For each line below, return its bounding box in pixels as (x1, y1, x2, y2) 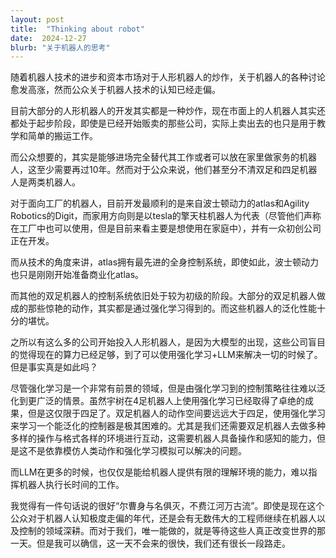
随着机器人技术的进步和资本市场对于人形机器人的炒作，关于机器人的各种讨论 (10, 71, 326, 83)
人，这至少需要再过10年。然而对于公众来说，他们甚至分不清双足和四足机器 (10, 164, 318, 176)
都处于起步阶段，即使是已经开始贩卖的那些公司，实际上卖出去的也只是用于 (10, 117, 317, 130)
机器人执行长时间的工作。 (18, 479, 125, 491)
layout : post (10, 14, 65, 25)
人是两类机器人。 (10, 176, 81, 188)
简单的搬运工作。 (27, 130, 98, 142)
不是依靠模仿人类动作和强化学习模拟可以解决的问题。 (27, 445, 247, 457)
